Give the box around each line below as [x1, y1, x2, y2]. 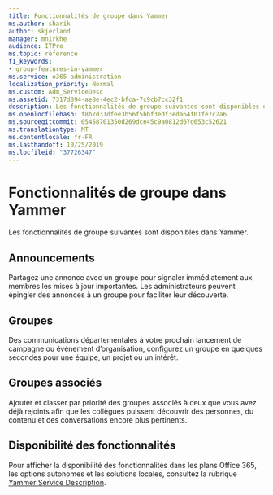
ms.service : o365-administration [8, 72, 122, 81]
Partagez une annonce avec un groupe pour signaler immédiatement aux [8, 273, 253, 283]
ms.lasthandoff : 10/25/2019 [8, 140, 104, 149]
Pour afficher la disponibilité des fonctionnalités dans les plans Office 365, [8, 460, 258, 470]
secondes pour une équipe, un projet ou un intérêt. [8, 352, 179, 362]
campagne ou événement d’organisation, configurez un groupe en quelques [8, 344, 262, 353]
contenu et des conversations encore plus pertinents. [8, 414, 188, 424]
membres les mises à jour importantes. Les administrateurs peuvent [8, 282, 236, 291]
